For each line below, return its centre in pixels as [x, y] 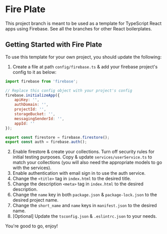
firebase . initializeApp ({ [32, 95]
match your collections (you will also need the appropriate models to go [87, 163]
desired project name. [35, 200]
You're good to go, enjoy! [32, 226]
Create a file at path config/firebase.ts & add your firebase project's [85, 66]
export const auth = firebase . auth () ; [46, 142]
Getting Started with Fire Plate [54, 45]
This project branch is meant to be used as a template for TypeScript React [83, 23]
